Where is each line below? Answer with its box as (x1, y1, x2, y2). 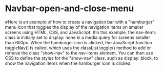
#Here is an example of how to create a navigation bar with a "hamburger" (5, 19, 155, 25)
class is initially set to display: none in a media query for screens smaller (5, 35, 150, 40)
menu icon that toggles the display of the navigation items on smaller (5, 24, 144, 30)
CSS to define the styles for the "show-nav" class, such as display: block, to (5, 55, 159, 61)
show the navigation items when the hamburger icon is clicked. (5, 60, 132, 66)
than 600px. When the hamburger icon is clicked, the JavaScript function (5, 39, 152, 45)
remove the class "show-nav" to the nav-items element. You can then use (5, 50, 153, 56)
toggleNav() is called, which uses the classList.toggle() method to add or (5, 45, 151, 51)
